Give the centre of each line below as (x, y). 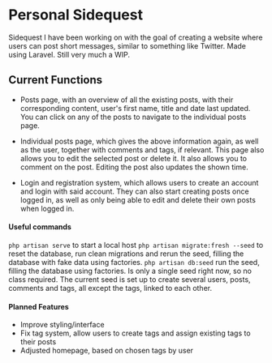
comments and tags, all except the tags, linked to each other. (110, 288)
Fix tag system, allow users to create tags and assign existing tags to (135, 333)
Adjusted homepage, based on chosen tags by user (106, 351)
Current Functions (56, 80)
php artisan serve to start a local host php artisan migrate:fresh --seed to (136, 245)
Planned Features (39, 306)
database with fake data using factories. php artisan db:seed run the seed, (134, 262)
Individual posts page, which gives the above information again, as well (139, 141)
